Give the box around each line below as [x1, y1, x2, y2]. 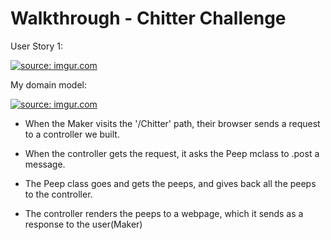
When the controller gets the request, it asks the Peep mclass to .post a [24, 147, 320, 159]
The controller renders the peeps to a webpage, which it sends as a [24, 207, 304, 219]
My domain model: [10, 78, 88, 91]
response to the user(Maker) [24, 218, 143, 230]
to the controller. [24, 188, 93, 200]
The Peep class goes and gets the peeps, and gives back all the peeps [24, 177, 317, 189]
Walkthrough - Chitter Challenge [10, 7, 287, 30]
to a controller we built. [24, 128, 120, 140]
